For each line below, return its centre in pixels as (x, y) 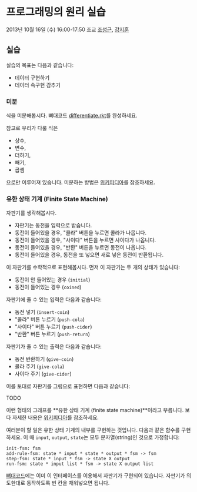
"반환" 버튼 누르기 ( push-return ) (52, 334)
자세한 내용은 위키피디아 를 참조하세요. (55, 417)
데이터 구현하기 (32, 78)
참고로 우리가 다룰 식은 (32, 128)
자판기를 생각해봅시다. (31, 213)
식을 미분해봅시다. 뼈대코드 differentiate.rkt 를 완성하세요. (72, 116)
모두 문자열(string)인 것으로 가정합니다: (135, 437)
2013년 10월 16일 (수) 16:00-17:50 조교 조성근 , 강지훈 (68, 29)
